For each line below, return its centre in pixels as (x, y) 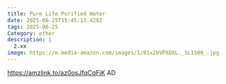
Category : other (31, 33)
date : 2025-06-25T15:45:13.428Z (55, 20)
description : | (30, 40)
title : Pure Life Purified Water (56, 14)
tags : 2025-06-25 (33, 27)
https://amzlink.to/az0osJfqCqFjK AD (62, 72)
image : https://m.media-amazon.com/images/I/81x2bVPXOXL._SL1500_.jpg (113, 53)
